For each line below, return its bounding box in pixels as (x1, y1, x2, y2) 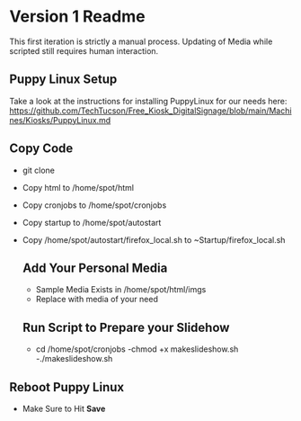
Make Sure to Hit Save (22, 403, 106, 414)
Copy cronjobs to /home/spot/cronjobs (22, 200, 167, 210)
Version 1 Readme (9, 6, 146, 27)
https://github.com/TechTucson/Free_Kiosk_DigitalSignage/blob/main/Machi (9, 105, 292, 116)
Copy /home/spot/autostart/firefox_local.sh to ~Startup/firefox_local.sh (22, 234, 286, 245)
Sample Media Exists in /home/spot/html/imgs (35, 284, 207, 295)
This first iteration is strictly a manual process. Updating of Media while (9, 36, 273, 47)
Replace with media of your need (35, 294, 159, 305)
